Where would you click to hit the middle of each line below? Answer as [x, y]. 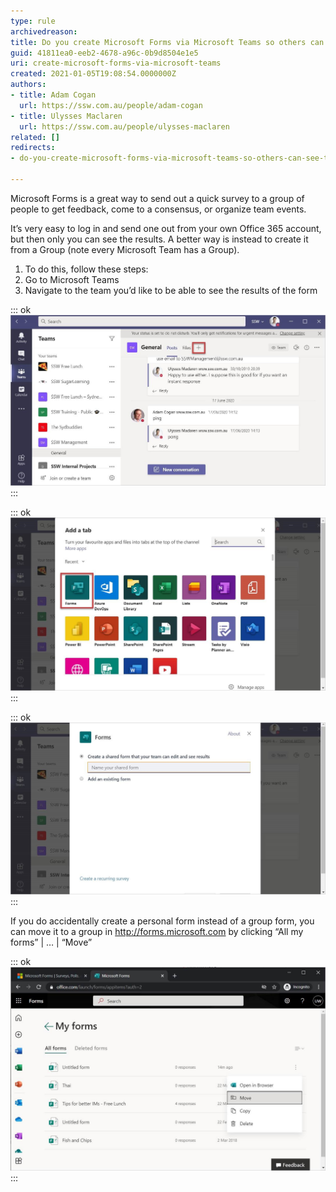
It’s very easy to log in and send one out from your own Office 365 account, [166, 228]
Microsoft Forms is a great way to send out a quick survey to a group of [157, 198]
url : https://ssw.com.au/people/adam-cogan [111, 105]
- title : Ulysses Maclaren [66, 116]
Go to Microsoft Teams [72, 279]
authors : [28, 85]
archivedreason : [44, 31]
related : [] [35, 137]
